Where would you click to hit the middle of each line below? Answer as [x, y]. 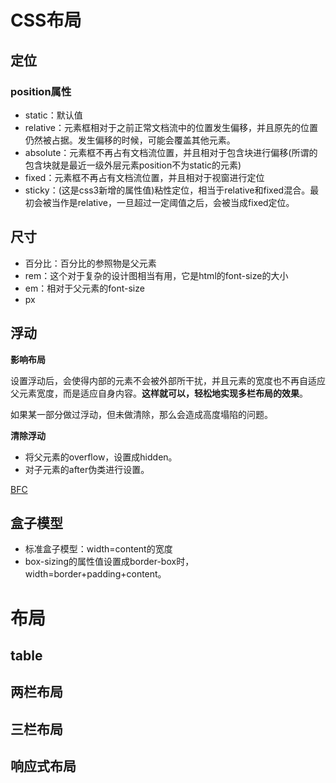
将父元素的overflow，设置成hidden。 [101, 457]
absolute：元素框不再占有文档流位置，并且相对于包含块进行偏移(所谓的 [171, 152]
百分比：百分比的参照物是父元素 [90, 263]
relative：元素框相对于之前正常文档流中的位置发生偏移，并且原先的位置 [171, 127]
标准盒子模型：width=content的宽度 [98, 549]
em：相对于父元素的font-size [84, 288]
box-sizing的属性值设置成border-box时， [109, 562]
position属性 [41, 91]
